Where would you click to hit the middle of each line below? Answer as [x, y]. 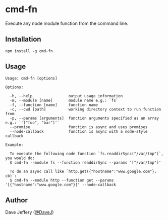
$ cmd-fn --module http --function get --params [62, 180]
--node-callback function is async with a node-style [79, 131]
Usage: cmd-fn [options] [31, 78]
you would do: [20, 158]
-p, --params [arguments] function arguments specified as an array [84, 118]
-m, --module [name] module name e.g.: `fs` [64, 100]
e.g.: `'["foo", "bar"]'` [32, 123]
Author [16, 200]
